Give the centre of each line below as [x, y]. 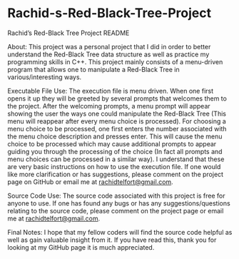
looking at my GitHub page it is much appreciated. [81, 247]
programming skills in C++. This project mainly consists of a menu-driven [115, 61]
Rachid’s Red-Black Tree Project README [68, 33]
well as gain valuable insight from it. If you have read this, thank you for [112, 240]
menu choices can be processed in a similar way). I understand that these [116, 159]
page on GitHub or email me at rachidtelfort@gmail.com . [90, 182]
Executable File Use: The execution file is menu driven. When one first [111, 91]
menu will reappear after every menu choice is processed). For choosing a [117, 121]
